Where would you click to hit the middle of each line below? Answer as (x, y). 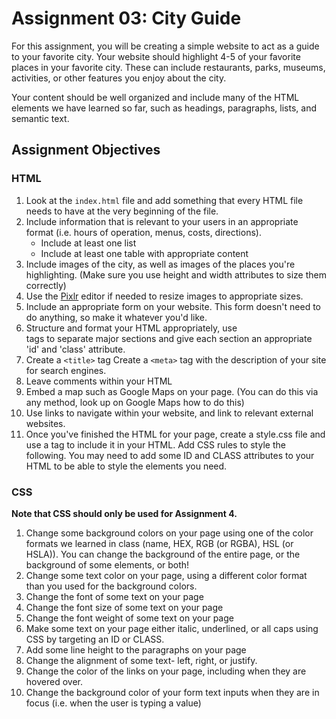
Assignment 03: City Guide (126, 18)
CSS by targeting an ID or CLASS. (95, 639)
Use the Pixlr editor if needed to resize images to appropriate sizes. (164, 296)
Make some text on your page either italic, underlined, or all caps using (172, 628)
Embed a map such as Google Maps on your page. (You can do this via (172, 391)
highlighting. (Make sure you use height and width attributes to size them (176, 274)
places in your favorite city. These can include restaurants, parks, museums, (168, 67)
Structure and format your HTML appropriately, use (131, 328)
